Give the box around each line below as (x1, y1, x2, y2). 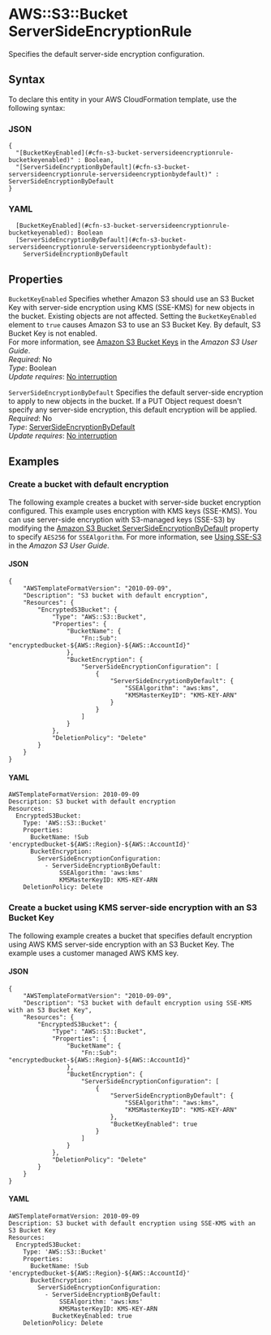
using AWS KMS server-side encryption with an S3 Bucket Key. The (8, 939, 234, 949)
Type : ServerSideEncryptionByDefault (8, 422, 135, 432)
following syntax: (8, 103, 66, 112)
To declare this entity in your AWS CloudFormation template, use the (8, 94, 237, 104)
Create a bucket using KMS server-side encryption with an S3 (8, 902, 257, 913)
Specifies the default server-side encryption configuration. (8, 49, 205, 59)
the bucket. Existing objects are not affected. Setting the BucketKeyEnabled (8, 311, 257, 322)
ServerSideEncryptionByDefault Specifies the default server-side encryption (8, 387, 264, 397)
